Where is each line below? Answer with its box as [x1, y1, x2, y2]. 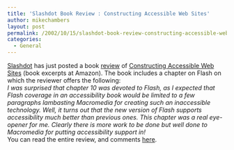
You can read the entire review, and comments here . [7, 135, 157, 143]
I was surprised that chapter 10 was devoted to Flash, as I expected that [7, 84, 215, 92]
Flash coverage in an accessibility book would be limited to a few [7, 91, 195, 99]
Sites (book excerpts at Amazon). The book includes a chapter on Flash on [7, 69, 221, 77]
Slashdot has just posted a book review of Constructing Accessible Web [7, 62, 214, 69]
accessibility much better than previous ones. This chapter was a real [7, 113, 208, 122]
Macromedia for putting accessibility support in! [7, 128, 146, 136]
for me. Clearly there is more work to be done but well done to [29, 121, 208, 128]
